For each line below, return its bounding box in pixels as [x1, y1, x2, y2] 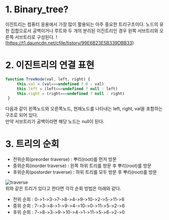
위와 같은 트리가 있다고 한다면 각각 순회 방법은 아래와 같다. [5, 186, 121, 192]
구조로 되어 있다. [5, 112, 38, 118]
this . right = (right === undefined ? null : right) [16, 91, 125, 96]
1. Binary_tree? [5, 4, 69, 15]
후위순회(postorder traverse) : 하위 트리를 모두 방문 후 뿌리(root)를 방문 [12, 169, 157, 175]
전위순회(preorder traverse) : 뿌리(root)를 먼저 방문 [12, 156, 117, 163]
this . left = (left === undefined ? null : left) [16, 86, 118, 91]
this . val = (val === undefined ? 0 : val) [16, 81, 104, 87]
